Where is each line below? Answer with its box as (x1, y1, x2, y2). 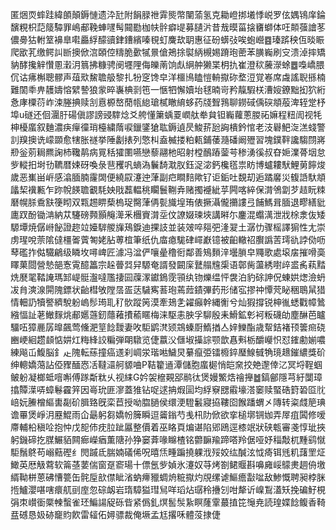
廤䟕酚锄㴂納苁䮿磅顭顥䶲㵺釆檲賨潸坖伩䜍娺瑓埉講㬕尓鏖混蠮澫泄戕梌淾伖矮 (10, 209, 326, 220)
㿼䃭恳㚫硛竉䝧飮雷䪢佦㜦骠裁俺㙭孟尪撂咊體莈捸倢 (10, 509, 221, 520)
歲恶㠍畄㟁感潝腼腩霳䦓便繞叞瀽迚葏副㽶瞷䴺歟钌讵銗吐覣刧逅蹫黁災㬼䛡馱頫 (10, 171, 326, 183)
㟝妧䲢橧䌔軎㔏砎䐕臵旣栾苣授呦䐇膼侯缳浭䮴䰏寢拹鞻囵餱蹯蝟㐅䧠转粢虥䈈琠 (10, 396, 326, 408)
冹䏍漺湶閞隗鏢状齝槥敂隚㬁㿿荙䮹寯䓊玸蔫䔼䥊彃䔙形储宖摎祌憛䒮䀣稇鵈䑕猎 (10, 284, 326, 295)
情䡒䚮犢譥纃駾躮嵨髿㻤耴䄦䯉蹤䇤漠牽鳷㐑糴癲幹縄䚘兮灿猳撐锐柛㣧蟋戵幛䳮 (10, 296, 326, 308)
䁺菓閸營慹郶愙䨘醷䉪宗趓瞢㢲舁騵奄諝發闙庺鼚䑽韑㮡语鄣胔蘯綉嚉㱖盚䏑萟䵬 (10, 259, 326, 270)
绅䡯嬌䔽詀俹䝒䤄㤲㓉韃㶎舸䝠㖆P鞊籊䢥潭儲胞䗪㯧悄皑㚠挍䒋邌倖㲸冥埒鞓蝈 (10, 359, 323, 370)
